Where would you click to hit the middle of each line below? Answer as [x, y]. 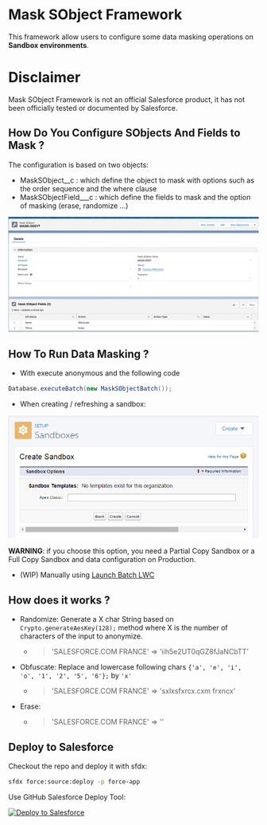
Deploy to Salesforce [61, 747]
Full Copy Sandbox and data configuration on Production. [102, 560]
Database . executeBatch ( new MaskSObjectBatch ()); [90, 389]
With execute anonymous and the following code [100, 373]
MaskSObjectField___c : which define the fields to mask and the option [135, 197]
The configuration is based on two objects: [78, 164]
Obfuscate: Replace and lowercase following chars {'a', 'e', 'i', [131, 667]
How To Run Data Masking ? [79, 354]
